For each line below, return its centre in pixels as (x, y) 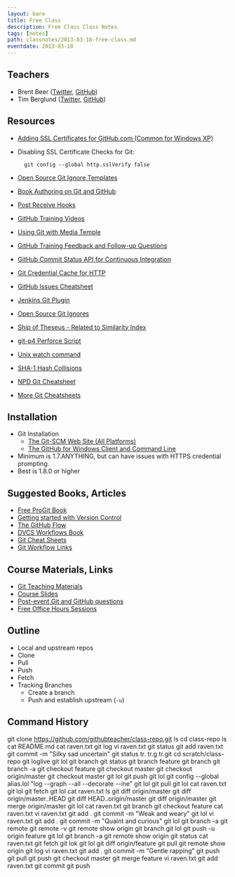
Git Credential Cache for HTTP (62, 273)
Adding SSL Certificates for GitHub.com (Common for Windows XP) (115, 138)
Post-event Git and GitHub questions (70, 601)
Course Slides (38, 594)
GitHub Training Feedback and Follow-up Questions (92, 246)
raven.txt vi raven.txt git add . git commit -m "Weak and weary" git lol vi (110, 813)
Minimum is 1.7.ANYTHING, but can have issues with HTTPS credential (119, 456)
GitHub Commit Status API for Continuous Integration (94, 259)
